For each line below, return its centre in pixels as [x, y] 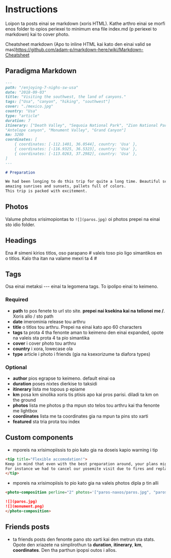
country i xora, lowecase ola [42, 348]
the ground [24, 400]
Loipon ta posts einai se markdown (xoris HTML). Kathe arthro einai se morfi [85, 23]
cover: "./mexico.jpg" [29, 106]
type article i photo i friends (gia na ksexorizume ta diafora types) [81, 354]
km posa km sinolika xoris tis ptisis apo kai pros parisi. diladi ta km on [85, 395]
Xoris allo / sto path [33, 316]
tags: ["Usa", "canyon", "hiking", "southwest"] [58, 102]
